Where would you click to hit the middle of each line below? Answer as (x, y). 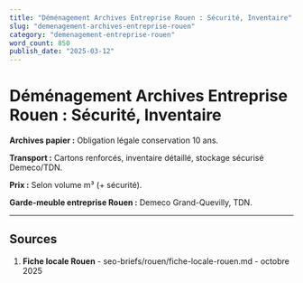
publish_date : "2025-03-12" (62, 52)
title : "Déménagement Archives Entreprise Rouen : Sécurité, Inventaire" (151, 18)
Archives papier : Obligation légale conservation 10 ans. (114, 140)
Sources (33, 239)
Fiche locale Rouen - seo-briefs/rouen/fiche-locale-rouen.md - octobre (156, 261)
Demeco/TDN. (36, 167)
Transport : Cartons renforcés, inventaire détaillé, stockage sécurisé (137, 158)
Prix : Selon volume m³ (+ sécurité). (76, 185)
